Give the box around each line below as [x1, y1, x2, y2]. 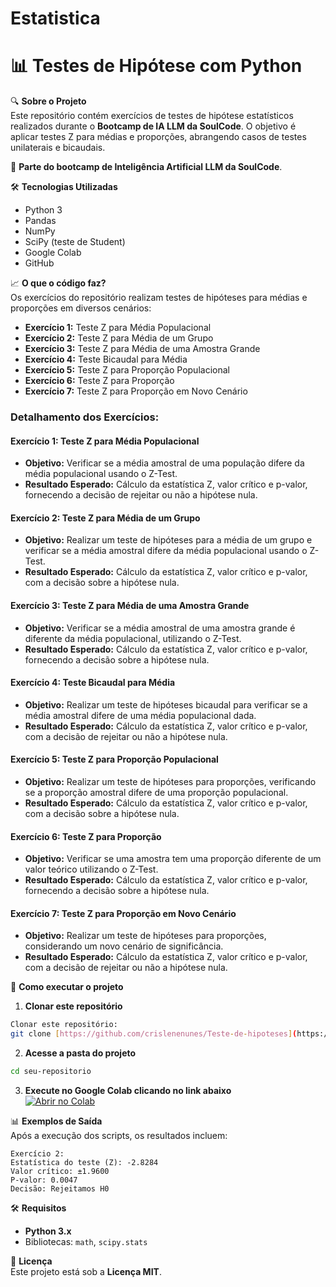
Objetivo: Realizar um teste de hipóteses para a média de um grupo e [24, 534, 313, 546]
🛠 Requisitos [10, 1202, 67, 1214]
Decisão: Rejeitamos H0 [10, 1184, 110, 1194]
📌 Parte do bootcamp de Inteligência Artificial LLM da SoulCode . [10, 161, 283, 173]
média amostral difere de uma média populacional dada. [24, 709, 257, 721]
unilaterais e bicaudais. [10, 142, 106, 154]
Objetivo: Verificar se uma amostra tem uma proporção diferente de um [24, 853, 322, 865]
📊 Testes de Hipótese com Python [10, 55, 303, 77]
